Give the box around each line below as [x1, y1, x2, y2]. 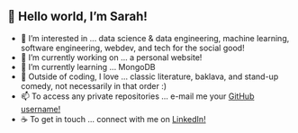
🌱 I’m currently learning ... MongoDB [20, 61, 156, 72]
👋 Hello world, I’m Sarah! [7, 9, 149, 24]
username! [20, 103, 61, 114]
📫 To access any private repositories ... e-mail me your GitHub [20, 91, 255, 102]
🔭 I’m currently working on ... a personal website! [20, 51, 203, 63]
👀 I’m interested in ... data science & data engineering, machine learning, [20, 32, 290, 43]
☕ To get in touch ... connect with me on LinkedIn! [20, 113, 207, 124]
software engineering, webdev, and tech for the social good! [20, 42, 245, 53]
